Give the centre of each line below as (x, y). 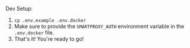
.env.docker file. (34, 33)
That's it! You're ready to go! (49, 39)
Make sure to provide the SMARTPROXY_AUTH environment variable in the (99, 26)
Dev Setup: (19, 9)
